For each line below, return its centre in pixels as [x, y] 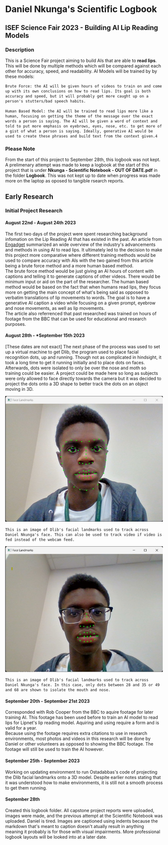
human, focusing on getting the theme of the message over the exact [79, 116]
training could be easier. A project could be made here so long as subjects [82, 373]
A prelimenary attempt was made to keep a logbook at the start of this [77, 165]
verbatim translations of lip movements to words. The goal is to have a [77, 297]
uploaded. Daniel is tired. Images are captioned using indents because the [82, 821]
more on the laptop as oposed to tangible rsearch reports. [65, 181]
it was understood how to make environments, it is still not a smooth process [84, 783]
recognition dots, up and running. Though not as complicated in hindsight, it [83, 357]
